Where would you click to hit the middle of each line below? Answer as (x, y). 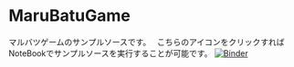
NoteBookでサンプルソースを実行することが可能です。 (110, 53)
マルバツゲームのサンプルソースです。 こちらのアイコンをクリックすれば (147, 42)
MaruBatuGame (70, 16)
